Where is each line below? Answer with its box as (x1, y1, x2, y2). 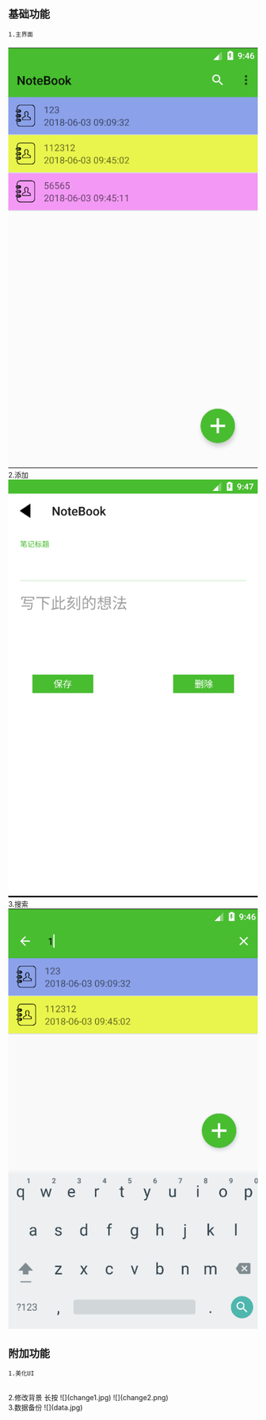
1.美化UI (8, 1369, 35, 1378)
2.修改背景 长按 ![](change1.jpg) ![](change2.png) (8, 1393, 169, 1403)
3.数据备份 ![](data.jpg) (8, 1403, 83, 1412)
